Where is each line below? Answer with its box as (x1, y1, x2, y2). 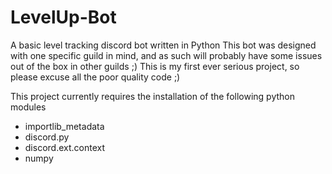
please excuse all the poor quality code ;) (10, 71, 181, 83)
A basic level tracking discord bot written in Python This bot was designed (10, 39, 317, 51)
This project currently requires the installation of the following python (10, 90, 295, 102)
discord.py (24, 131, 70, 143)
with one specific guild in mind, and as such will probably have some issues (10, 49, 323, 61)
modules (10, 101, 47, 113)
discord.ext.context (24, 141, 106, 153)
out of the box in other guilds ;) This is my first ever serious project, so (10, 60, 300, 72)
